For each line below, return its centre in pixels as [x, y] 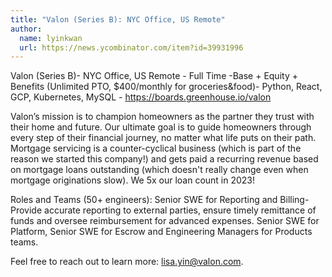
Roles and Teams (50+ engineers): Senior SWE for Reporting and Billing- [160, 200]
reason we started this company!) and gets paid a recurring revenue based [164, 159]
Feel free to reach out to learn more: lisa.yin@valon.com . [127, 262]
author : [26, 29]
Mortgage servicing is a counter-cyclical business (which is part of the [156, 148]
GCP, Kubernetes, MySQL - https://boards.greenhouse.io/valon [141, 97]
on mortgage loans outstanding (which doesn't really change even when [159, 170]
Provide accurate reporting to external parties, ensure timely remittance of [163, 210]
